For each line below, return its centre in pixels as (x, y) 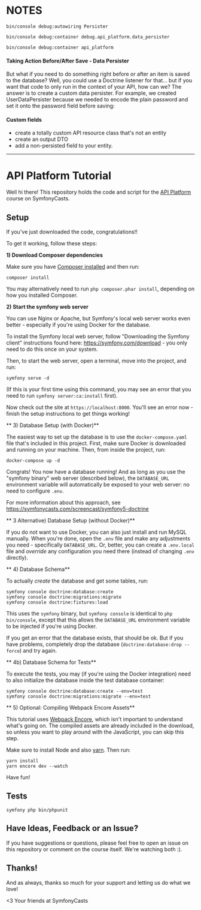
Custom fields (24, 119)
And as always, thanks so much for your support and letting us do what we (98, 882)
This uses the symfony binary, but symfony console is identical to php (89, 614)
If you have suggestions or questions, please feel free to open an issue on (97, 843)
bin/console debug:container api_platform (60, 47)
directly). (17, 558)
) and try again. (38, 651)
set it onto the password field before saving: (60, 106)
